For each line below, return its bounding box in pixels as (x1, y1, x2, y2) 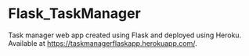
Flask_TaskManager (8, 5, 141, 23)
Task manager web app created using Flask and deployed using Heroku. (8, 30, 242, 40)
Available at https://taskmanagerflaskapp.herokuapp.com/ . (8, 38, 197, 47)
